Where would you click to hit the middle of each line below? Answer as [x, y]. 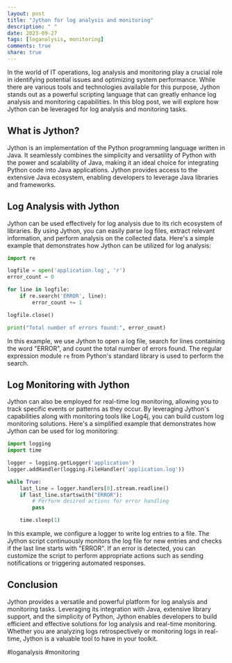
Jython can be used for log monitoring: [63, 431]
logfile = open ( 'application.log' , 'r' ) [67, 271]
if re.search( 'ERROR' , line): [64, 296]
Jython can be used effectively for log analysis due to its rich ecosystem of [115, 223]
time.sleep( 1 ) [40, 521]
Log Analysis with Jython [64, 207]
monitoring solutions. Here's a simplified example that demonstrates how [112, 424]
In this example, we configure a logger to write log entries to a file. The [108, 534]
